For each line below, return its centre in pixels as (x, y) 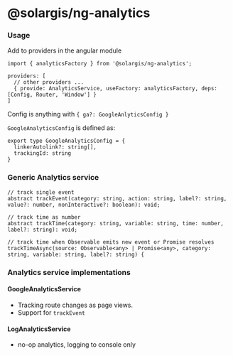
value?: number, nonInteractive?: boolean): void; (84, 205)
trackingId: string (43, 153)
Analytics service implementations (69, 272)
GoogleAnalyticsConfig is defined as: (61, 128)
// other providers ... (49, 82)
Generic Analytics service (53, 178)
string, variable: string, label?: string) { (76, 254)
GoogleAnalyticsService (44, 289)
